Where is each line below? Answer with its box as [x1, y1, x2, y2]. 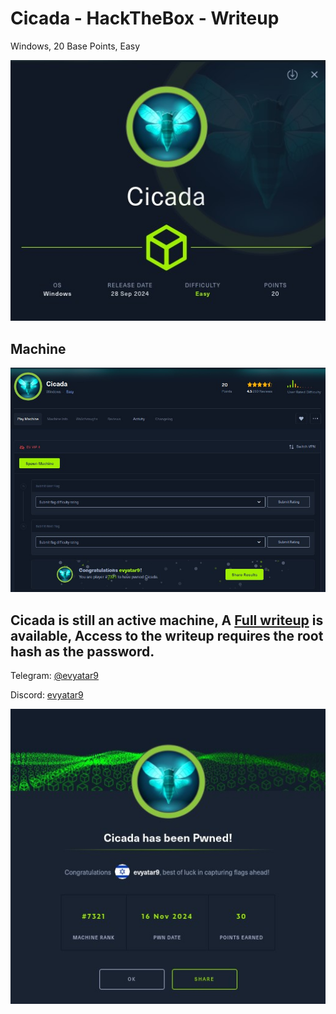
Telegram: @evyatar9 [10, 670, 100, 682]
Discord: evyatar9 [10, 689, 84, 701]
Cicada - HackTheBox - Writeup [10, 7, 280, 30]
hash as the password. [10, 643, 155, 660]
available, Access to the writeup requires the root [10, 627, 324, 644]
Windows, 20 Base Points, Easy [10, 40, 141, 52]
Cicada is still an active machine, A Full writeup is [10, 612, 324, 629]
